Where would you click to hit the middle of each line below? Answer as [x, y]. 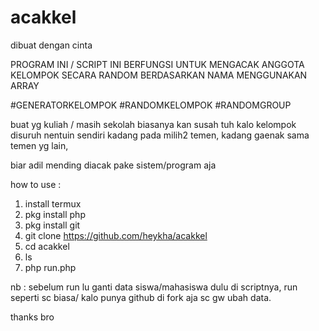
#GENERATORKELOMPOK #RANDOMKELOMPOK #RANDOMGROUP [151, 105]
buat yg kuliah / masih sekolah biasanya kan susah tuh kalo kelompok [153, 124]
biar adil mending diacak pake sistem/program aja [113, 165]
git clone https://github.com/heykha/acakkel [116, 235]
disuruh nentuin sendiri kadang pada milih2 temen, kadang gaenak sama [160, 135]
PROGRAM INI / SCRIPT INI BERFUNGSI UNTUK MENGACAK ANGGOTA [157, 64]
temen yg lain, [39, 145]
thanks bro [32, 317]
